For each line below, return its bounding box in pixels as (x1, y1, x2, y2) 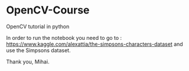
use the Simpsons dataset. (6, 46, 71, 53)
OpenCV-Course (6, 4, 90, 17)
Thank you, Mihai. (6, 58, 50, 65)
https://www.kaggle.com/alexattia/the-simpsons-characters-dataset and (6, 40, 183, 48)
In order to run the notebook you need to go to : (6, 34, 122, 41)
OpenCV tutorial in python (6, 23, 70, 30)
